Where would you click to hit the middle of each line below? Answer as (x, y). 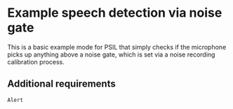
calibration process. (36, 61)
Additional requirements (61, 84)
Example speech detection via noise (115, 13)
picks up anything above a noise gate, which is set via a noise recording (111, 54)
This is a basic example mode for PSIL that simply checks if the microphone (117, 47)
